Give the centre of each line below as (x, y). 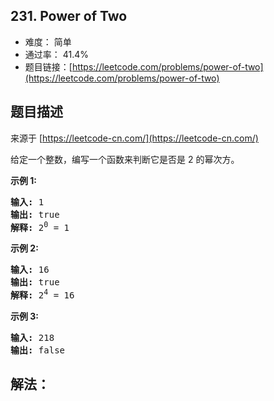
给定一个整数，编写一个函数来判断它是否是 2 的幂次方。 (125, 159)
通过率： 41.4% (57, 54)
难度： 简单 (48, 41)
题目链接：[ (48, 66)
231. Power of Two (69, 16)
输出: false (38, 350)
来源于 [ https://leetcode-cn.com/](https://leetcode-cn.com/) (134, 138)
